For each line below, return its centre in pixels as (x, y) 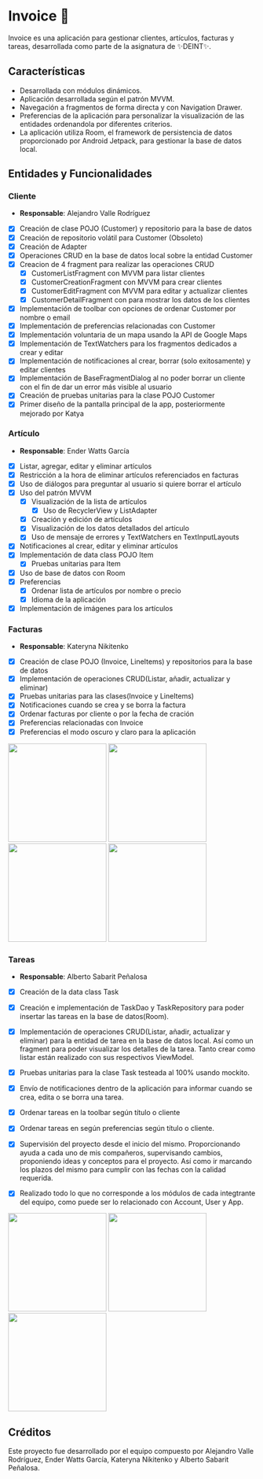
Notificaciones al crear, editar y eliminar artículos (99, 546)
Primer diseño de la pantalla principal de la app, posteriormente (122, 404)
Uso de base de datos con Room (72, 573)
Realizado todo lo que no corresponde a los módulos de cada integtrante (137, 1193)
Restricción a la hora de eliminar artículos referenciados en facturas (129, 475)
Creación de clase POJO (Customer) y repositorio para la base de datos (136, 228)
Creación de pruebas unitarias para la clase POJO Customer (117, 395)
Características (47, 71)
